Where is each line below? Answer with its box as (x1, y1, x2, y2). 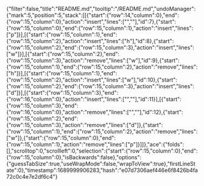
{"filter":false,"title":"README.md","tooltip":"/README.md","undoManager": (6, 5, 196, 12)
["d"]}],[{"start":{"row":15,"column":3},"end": (6, 89, 119, 96)
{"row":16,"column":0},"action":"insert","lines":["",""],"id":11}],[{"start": (6, 95, 181, 103)
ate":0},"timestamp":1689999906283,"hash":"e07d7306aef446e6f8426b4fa (6, 167, 198, 174)
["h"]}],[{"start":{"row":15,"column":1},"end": (6, 70, 118, 77)
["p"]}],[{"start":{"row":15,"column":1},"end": (6, 31, 118, 38)
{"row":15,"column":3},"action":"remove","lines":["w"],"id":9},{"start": (6, 57, 180, 64)
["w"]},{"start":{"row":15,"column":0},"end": (6, 134, 116, 142)
